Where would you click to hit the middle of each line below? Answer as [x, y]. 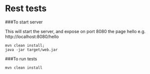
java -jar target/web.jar [31, 50]
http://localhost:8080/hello [32, 37]
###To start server [24, 22]
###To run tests [21, 58]
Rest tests [26, 9]
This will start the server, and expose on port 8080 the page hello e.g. [75, 31]
